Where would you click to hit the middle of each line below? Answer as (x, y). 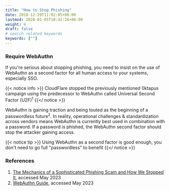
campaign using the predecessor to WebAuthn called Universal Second (80, 94)
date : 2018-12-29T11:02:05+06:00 (41, 15)
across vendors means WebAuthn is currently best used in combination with (85, 122)
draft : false (19, 29)
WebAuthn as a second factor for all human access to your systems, (77, 73)
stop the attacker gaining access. (40, 132)
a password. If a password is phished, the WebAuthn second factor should (83, 127)
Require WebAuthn (29, 56)
